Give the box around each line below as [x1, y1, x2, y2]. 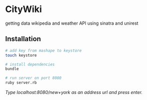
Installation [5, 35, 41, 43]
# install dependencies [5, 62, 55, 67]
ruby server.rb [5, 80, 37, 85]
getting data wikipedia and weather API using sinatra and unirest [5, 20, 139, 26]
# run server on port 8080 [5, 75, 62, 81]
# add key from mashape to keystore [5, 48, 82, 53]
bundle [5, 66, 19, 71]
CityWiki [5, 4, 42, 15]
